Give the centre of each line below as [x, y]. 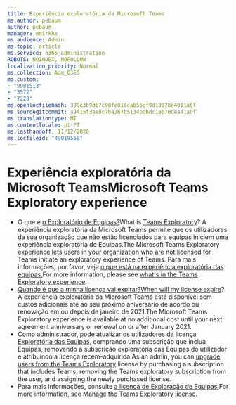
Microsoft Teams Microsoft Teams [108, 188]
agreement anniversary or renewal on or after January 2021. [104, 327]
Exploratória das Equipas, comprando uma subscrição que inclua [111, 342]
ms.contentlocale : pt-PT [44, 125]
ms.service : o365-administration [56, 53]
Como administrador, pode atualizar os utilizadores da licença [107, 334]
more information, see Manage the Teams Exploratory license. [107, 394]
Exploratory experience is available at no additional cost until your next [120, 319]
